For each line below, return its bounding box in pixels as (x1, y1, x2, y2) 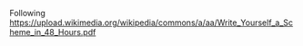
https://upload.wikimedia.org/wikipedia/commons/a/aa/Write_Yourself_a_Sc (9, 17, 294, 28)
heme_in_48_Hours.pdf (9, 27, 96, 37)
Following (9, 8, 45, 18)
